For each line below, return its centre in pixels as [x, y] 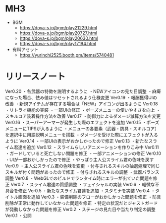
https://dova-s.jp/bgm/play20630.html [59, 38]
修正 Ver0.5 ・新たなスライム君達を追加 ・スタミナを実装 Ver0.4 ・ [87, 190]
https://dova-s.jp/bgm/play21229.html [58, 27]
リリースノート [35, 77]
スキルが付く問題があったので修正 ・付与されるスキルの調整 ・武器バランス [82, 172]
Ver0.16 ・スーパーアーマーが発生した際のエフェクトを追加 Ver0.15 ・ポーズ [82, 122]
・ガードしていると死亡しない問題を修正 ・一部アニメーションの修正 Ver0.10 [83, 153]
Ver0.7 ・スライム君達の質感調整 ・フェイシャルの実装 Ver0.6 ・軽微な [83, 184]
